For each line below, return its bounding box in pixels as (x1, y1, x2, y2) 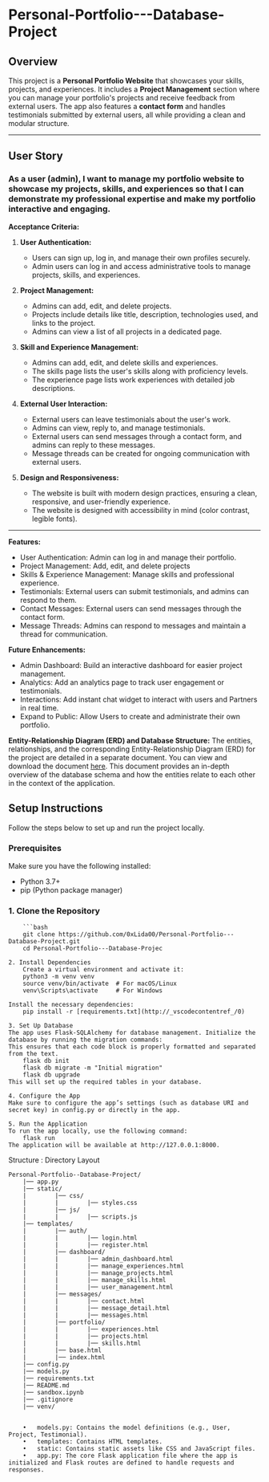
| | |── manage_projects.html (22, 1269, 174, 1277)
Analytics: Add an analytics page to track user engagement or (19, 677, 224, 687)
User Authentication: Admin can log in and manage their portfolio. (19, 552, 237, 562)
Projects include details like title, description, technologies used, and (31, 309, 259, 319)
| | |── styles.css (22, 1199, 138, 1207)
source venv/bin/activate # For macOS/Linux (22, 979, 178, 988)
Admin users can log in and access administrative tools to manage (31, 261, 251, 271)
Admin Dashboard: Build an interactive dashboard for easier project (19, 660, 243, 670)
